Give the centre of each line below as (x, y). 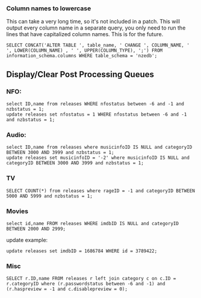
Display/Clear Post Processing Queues (80, 74)
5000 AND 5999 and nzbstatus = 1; (50, 196)
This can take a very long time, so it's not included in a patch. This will (93, 22)
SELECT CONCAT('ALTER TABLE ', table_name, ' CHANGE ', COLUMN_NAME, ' (98, 45)
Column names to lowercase (49, 8)
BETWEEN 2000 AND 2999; (36, 229)
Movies (17, 211)
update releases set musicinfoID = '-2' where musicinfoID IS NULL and (98, 158)
